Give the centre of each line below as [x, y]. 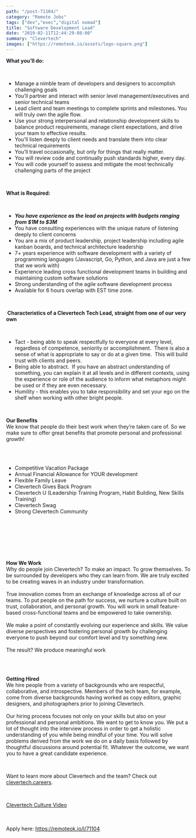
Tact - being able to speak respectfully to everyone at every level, [94, 342]
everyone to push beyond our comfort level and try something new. [87, 637]
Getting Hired [23, 678]
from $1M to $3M [36, 222]
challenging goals [36, 89]
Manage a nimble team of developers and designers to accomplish [95, 83]
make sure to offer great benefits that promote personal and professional [94, 433]
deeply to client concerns [45, 234]
